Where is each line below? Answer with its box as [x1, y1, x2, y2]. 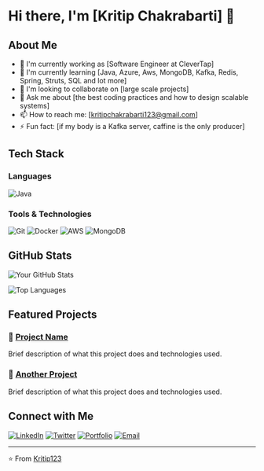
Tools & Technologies [8, 208, 92, 219]
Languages [8, 171, 53, 182]
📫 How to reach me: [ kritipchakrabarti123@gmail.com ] [19, 110, 199, 119]
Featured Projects [8, 308, 97, 322]
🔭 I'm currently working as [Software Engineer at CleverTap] [19, 59, 214, 68]
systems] [19, 101, 49, 110]
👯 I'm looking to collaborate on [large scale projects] [19, 84, 189, 94]
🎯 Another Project [8, 369, 78, 380]
